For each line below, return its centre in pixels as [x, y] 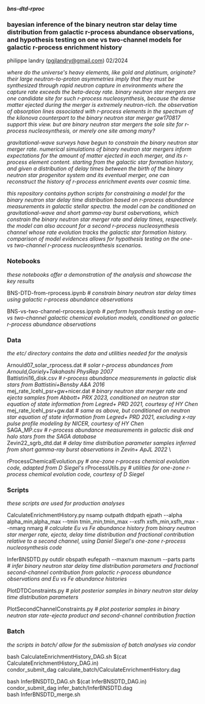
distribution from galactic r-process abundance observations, [101, 32]
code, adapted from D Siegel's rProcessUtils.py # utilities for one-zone [96, 468]
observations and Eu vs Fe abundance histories [67, 579]
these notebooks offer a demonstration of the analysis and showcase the [99, 274]
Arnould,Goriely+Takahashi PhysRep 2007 [60, 371]
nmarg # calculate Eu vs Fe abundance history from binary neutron [112, 528]
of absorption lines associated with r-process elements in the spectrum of [100, 111]
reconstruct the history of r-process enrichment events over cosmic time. [99, 182]
